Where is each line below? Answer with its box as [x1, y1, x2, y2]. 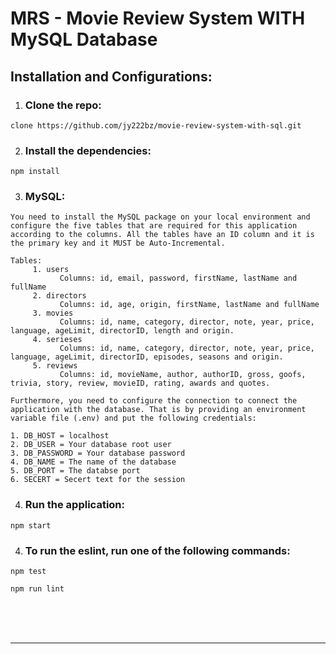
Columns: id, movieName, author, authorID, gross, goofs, [59, 370, 307, 380]
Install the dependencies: [24, 143, 152, 157]
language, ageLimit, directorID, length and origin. [10, 326, 235, 336]
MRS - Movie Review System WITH [10, 7, 306, 30]
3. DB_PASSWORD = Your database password [10, 448, 186, 459]
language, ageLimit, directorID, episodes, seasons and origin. [10, 352, 284, 362]
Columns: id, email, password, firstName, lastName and [59, 273, 298, 284]
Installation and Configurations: [10, 68, 213, 85]
